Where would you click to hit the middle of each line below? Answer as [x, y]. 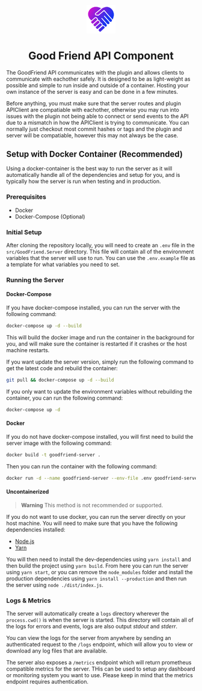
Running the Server [35, 280]
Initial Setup [24, 232]
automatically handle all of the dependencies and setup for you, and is [93, 175]
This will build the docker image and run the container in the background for [100, 337]
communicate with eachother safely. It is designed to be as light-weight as [98, 79]
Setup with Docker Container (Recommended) [95, 154]
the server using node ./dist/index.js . [55, 584]
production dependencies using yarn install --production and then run [96, 578]
